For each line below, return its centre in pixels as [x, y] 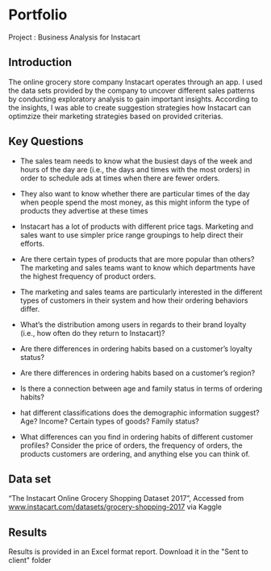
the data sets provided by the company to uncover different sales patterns [132, 90]
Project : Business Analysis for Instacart [75, 37]
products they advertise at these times [84, 210]
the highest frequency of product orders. [88, 276]
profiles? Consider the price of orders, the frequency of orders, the [131, 445]
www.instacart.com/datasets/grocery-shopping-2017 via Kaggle [115, 507]
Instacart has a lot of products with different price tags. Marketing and [137, 226]
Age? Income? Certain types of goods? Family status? [109, 421]
